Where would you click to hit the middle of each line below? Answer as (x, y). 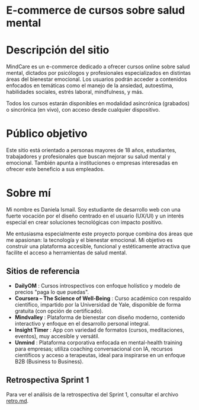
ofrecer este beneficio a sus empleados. (55, 169)
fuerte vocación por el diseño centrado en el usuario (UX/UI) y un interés (95, 216)
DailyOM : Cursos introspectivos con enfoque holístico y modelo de (97, 285)
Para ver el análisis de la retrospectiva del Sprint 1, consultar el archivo (92, 394)
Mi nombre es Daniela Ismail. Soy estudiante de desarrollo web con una (93, 209)
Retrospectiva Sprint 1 (48, 380)
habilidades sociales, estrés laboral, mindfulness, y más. (75, 92)
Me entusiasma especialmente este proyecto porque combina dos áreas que (99, 234)
